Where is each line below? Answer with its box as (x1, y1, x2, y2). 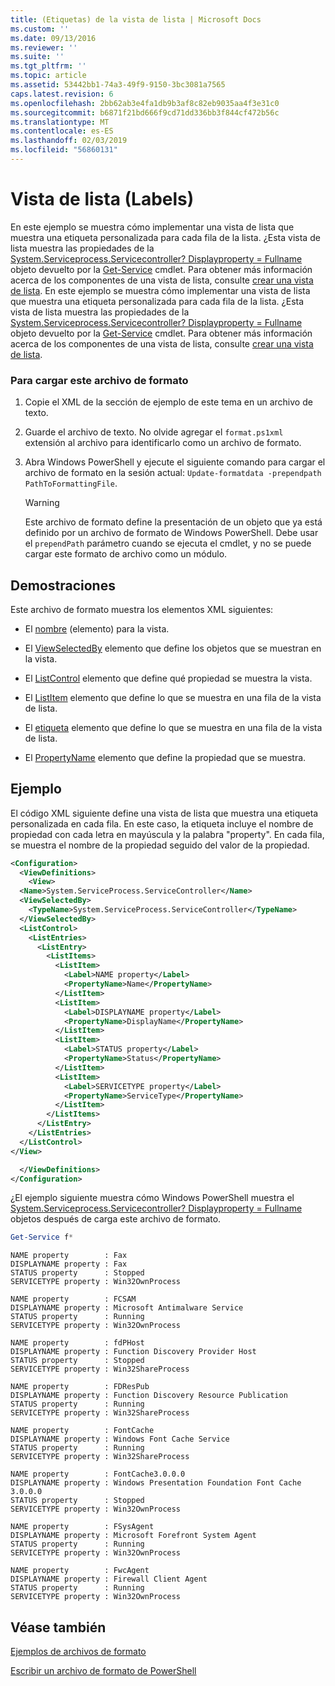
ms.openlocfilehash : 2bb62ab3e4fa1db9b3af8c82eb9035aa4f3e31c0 (10, 98, 280, 108)
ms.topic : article (10, 71, 87, 81)
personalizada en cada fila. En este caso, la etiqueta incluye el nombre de (10, 817, 314, 830)
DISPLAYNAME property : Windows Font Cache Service (10, 1434, 230, 1445)
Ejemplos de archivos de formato (10, 1646, 147, 1658)
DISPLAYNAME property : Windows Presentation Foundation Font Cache (10, 1478, 302, 1488)
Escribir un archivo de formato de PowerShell (10, 1665, 197, 1677)
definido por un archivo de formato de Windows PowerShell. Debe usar (24, 527, 319, 539)
